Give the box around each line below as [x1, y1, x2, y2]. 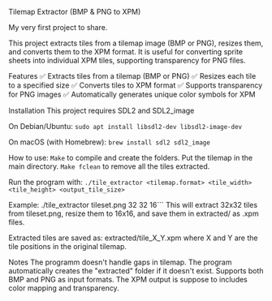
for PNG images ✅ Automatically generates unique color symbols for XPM [8, 89, 256, 99]
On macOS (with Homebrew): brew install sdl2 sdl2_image [8, 137, 211, 147]
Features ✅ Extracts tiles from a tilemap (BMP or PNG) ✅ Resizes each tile [8, 71, 257, 80]
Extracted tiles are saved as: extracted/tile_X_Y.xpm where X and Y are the [8, 233, 258, 243]
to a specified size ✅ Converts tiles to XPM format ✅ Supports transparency [8, 80, 263, 90]
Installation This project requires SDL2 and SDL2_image [8, 105, 195, 115]
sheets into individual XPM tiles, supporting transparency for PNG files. [8, 56, 246, 65]
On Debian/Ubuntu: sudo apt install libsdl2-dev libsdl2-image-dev [8, 122, 243, 131]
